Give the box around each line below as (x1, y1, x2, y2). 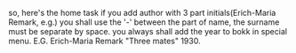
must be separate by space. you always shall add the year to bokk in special (8, 26, 288, 36)
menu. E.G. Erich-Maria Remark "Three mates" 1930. (8, 35, 201, 46)
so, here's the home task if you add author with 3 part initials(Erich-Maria (8, 8, 276, 18)
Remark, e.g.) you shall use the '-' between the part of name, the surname (8, 17, 280, 27)
